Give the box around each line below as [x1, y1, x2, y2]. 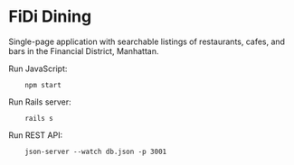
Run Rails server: [8, 96, 71, 107]
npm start [24, 80, 62, 89]
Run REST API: [8, 129, 63, 141]
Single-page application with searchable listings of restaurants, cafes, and [8, 36, 286, 47]
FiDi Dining [8, 6, 92, 27]
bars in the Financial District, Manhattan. [8, 45, 159, 56]
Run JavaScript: [8, 63, 68, 74]
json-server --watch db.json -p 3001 [24, 147, 167, 156]
